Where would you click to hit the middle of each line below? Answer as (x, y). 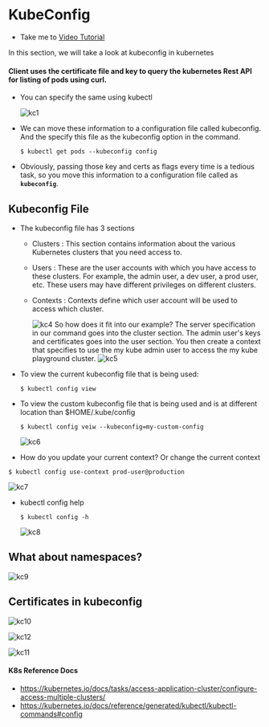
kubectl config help (52, 502)
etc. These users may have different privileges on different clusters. (144, 284)
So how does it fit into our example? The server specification (155, 324)
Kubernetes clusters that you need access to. (107, 252)
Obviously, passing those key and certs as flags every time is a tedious (137, 167)
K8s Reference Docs (43, 671)
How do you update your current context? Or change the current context (140, 457)
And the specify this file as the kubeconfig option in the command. (130, 137)
